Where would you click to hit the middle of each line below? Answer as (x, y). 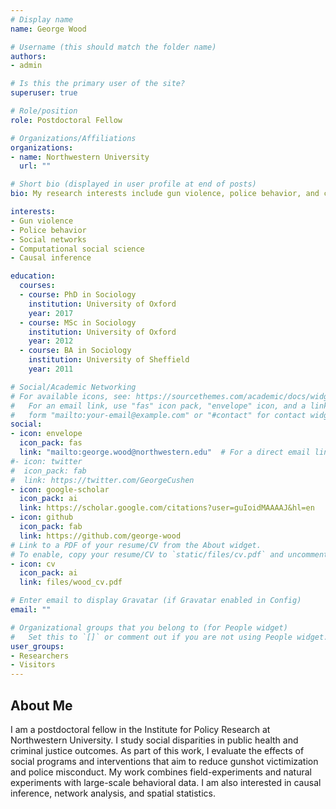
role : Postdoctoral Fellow (66, 120)
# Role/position (44, 111)
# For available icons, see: (71, 396)
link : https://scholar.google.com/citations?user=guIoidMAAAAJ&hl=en (167, 508)
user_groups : (37, 646)
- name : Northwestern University (80, 157)
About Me (41, 705)
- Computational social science (77, 249)
